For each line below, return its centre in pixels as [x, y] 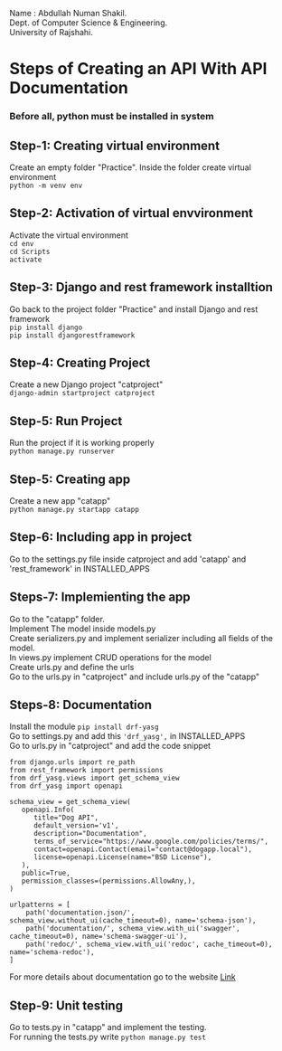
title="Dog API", [66, 818]
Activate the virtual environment [69, 235]
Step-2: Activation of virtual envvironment [131, 213]
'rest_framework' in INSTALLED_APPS [80, 568]
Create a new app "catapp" [60, 500]
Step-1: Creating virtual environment [114, 145]
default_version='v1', [76, 826]
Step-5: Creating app [70, 479]
